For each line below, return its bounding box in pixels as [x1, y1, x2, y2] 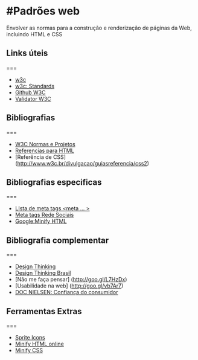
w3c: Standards [14, 82, 55, 89]
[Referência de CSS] [14, 153, 66, 161]
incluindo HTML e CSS [6, 30, 63, 37]
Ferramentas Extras [6, 306, 83, 317]
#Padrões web [6, 4, 80, 18]
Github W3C [14, 89, 46, 96]
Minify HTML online [14, 340, 65, 347]
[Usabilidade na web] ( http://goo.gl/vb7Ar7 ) [14, 282, 124, 289]
